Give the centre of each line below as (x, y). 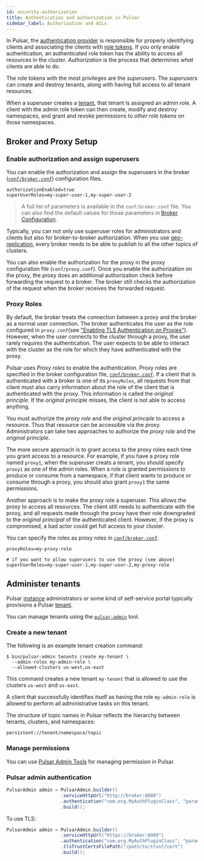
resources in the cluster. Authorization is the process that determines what (100, 60)
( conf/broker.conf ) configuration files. (54, 179)
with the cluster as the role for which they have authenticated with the (93, 350)
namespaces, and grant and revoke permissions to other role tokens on (95, 116)
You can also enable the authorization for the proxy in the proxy (86, 262)
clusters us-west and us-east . (43, 685)
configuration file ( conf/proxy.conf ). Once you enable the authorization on (99, 269)
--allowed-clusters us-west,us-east (58, 667)
